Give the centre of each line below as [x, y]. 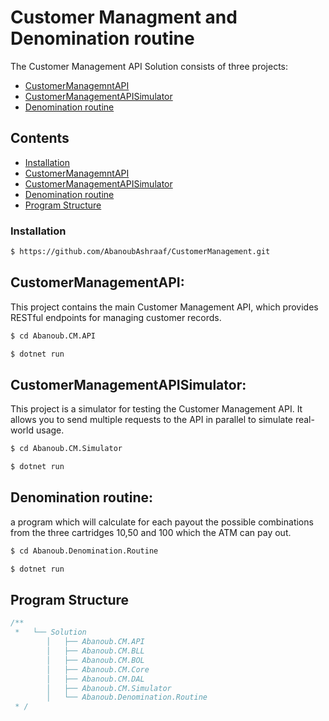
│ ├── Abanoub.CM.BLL [95, 651]
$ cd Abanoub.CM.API [53, 336]
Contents [40, 138]
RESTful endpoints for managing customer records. [116, 317]
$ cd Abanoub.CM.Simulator [66, 449]
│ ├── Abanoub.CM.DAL [95, 679]
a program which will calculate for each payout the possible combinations [162, 522]
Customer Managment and [124, 17]
